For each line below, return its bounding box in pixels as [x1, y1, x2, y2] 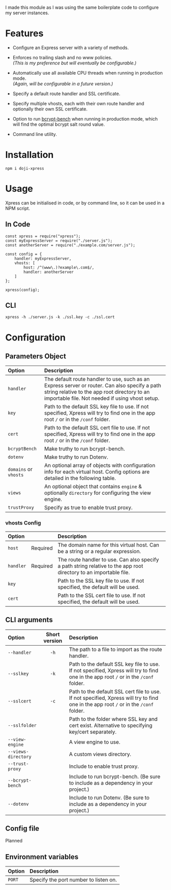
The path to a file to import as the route [69, 646, 162, 653]
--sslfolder [8, 722, 37, 728]
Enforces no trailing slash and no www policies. [12, 54, 112, 60]
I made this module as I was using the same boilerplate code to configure [5, 5, 159, 10]
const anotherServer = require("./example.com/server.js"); [5, 242, 136, 247]
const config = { [5, 252, 42, 257]
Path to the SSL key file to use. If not [58, 577, 144, 584]
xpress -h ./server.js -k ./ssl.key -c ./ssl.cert [5, 314, 115, 320]
